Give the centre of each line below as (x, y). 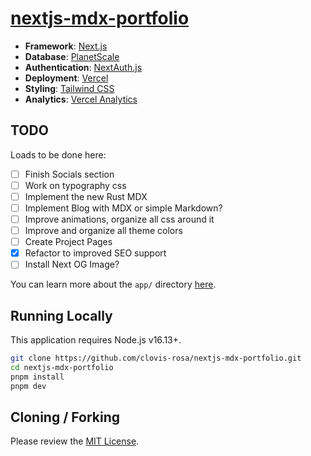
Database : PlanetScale (72, 56)
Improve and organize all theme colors (103, 231)
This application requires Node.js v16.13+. (96, 340)
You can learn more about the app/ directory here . (113, 284)
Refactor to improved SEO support (95, 253)
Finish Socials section (69, 174)
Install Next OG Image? (72, 264)
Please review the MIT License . (75, 441)
